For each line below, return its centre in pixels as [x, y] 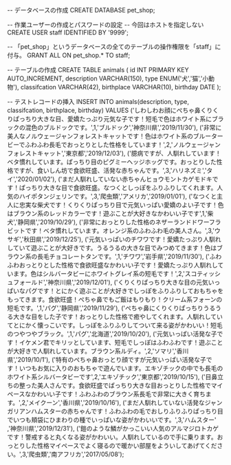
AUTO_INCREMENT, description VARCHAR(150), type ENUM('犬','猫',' [105, 78]
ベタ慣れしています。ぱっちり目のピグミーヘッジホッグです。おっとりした [112, 162]
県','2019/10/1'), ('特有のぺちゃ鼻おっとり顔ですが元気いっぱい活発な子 [107, 359]
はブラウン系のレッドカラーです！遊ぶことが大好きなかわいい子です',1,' [107, 213]
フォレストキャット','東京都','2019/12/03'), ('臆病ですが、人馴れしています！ [114, 153]
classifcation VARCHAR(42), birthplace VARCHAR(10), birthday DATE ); [121, 87]
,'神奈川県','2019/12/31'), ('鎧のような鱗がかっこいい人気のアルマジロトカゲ [113, 428]
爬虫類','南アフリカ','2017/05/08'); [76, 454]
